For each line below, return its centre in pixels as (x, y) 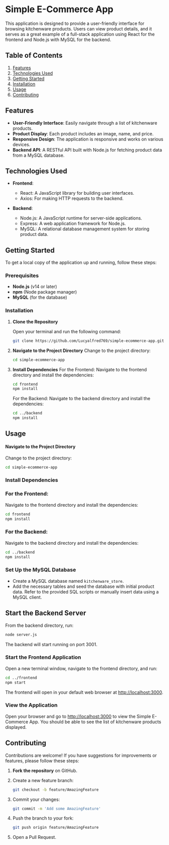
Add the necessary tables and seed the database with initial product (83, 586)
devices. (21, 144)
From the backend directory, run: (39, 625)
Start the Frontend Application (43, 657)
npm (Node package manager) (45, 292)
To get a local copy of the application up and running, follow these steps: (81, 263)
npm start (16, 682)
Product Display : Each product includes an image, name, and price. (83, 133)
